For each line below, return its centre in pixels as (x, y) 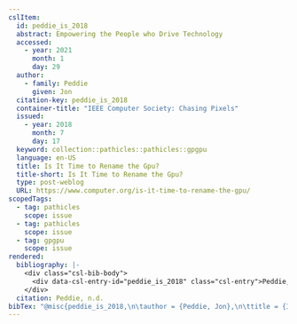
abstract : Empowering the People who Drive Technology (120, 34)
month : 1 (48, 59)
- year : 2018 (48, 125)
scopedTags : (30, 199)
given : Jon (52, 91)
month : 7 (48, 133)
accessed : (34, 42)
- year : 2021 (48, 51)
